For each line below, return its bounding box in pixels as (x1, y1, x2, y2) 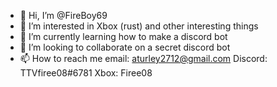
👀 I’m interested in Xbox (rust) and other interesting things (19, 20, 259, 32)
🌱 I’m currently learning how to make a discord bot (19, 31, 228, 42)
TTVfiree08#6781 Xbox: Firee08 (19, 67, 153, 79)
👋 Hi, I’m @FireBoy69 (19, 10, 108, 21)
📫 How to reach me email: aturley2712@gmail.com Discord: (19, 53, 268, 64)
